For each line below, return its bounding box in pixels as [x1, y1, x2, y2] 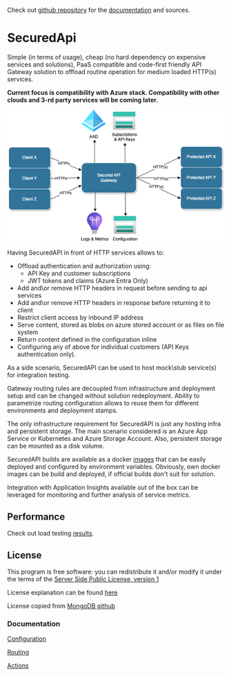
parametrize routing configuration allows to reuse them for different [7, 399, 199, 408]
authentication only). [17, 350, 76, 358]
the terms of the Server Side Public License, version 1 [7, 575, 159, 583]
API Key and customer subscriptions [27, 269, 131, 277]
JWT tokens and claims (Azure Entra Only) [27, 277, 148, 285]
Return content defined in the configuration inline [17, 336, 157, 344]
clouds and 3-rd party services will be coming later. [7, 95, 159, 104]
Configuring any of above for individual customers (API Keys [17, 342, 190, 351]
